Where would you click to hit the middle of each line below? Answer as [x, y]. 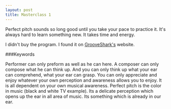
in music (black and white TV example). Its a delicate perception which [79, 91]
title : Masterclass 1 [28, 15]
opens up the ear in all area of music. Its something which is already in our [83, 96]
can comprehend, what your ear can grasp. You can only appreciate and [81, 75]
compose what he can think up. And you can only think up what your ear [81, 69]
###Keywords [20, 54]
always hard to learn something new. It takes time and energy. [70, 34]
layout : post [19, 10]
